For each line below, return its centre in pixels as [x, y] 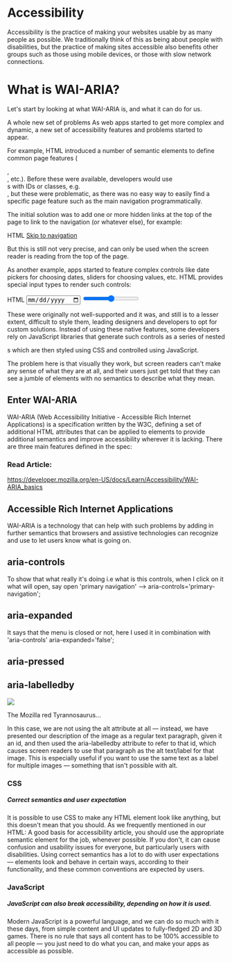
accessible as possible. [41, 951]
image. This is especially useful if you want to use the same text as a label [113, 758]
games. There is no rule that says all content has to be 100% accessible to [113, 936]
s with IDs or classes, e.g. [44, 186]
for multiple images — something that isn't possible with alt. [92, 765]
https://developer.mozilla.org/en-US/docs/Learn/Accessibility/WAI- [103, 480]
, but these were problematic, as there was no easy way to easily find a [108, 193]
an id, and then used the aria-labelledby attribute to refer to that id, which [112, 743]
